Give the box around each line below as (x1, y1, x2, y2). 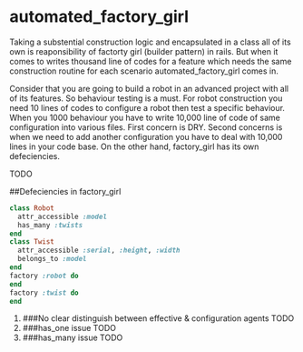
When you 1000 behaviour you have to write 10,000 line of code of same (9, 112, 281, 123)
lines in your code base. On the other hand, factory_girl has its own (9, 141, 259, 152)
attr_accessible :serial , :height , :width (17, 246, 181, 256)
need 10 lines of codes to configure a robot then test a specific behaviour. (9, 102, 286, 113)
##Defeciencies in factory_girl (9, 186, 122, 196)
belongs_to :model (17, 255, 88, 264)
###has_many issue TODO (22, 332, 123, 343)
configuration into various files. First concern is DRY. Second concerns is (9, 121, 283, 133)
